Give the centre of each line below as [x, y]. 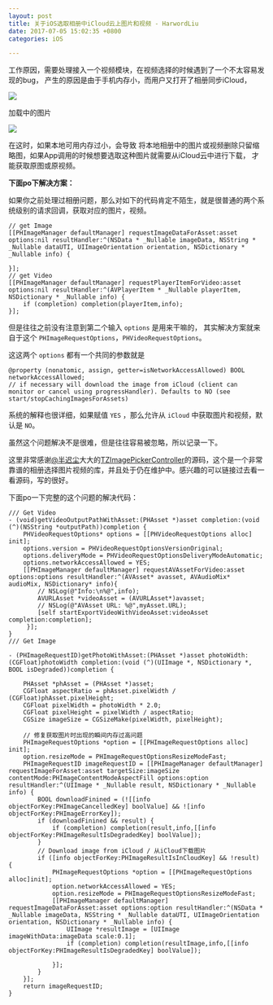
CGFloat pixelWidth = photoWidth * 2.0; [92, 705]
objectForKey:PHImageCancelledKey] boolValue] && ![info [107, 807]
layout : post [30, 16]
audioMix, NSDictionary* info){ [63, 584]
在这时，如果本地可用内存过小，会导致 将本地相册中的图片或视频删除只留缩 [134, 145]
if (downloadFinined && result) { [96, 821]
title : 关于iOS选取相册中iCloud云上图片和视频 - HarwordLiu [104, 24]
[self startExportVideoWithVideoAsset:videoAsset [123, 613]
